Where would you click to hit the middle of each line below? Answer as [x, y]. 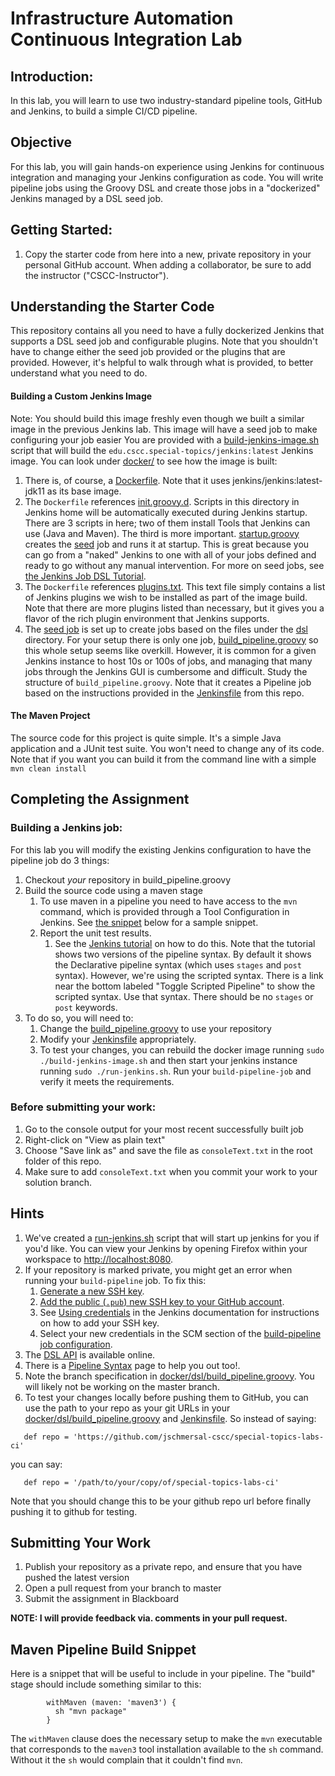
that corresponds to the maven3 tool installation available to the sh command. [167, 1749]
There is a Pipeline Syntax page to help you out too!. [132, 1365]
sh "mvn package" [91, 1712]
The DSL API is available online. [90, 1354]
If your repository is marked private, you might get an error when [158, 1269]
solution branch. [58, 1182]
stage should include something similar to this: [106, 1684]
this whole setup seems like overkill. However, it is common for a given [170, 650]
